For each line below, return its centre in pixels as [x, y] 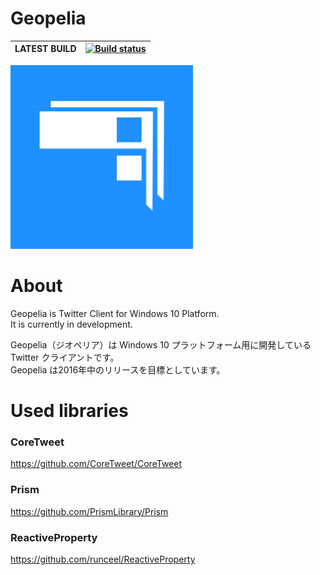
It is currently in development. [71, 324]
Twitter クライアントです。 [65, 357]
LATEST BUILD [45, 49]
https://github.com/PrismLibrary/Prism [89, 511]
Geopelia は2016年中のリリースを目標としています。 [118, 369]
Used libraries [69, 411]
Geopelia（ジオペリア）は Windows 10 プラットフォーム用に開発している [161, 344]
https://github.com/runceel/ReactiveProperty [103, 559]
